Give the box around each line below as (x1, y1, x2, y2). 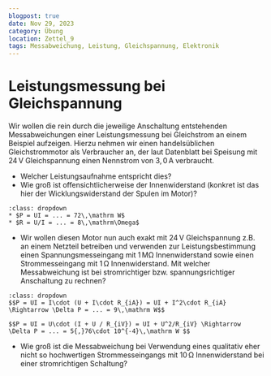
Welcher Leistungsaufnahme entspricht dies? (19, 171, 172, 181)
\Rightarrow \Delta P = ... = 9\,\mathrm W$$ (8, 306, 165, 314)
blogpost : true (8, 11, 60, 20)
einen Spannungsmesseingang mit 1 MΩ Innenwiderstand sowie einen (19, 250, 254, 260)
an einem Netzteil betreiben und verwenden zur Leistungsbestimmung (19, 241, 256, 252)
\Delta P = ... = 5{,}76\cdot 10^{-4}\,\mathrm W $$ (8, 327, 191, 335)
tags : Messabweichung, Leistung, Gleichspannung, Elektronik (8, 42, 220, 50)
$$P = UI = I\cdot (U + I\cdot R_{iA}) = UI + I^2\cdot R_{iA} (8, 299, 227, 307)
